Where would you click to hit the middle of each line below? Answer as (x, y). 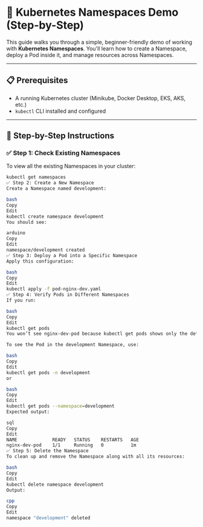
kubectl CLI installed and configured (60, 111)
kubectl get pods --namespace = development (60, 406)
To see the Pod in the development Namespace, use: (72, 345)
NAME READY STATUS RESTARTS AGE (72, 440)
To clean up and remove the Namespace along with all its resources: (96, 457)
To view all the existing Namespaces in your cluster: (71, 166)
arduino (16, 233)
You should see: (27, 222)
